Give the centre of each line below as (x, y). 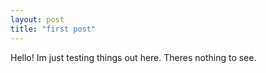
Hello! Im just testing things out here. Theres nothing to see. (133, 57)
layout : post (37, 19)
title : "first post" (53, 29)
